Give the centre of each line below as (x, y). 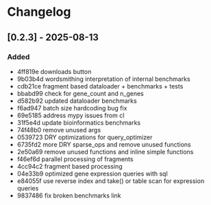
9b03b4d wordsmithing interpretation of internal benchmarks (103, 79)
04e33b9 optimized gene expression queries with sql (92, 173)
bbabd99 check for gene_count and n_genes (80, 93)
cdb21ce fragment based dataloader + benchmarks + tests (100, 86)
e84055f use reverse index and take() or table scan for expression (111, 181)
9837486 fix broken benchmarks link (69, 195)
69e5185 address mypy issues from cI (71, 115)
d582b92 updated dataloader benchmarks (77, 101)
